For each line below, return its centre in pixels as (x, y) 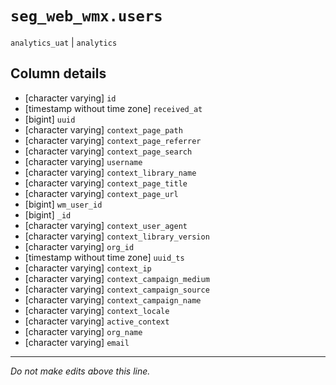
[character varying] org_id (79, 246)
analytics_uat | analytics (64, 42)
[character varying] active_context (97, 321)
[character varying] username (83, 161)
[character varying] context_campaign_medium (117, 278)
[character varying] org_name (83, 331)
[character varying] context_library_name (110, 172)
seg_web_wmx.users (86, 16)
